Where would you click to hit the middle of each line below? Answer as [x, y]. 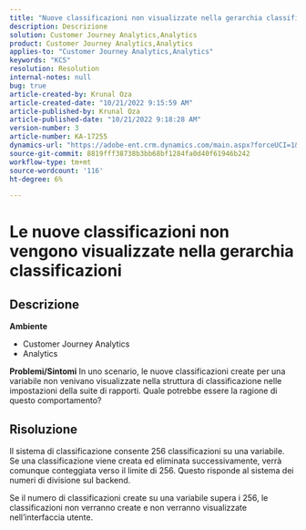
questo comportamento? [56, 400]
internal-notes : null [51, 78]
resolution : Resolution [55, 69]
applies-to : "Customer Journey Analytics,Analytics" [112, 52]
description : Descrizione [58, 26]
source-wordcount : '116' [56, 171]
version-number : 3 [44, 129]
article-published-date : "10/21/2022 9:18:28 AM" [106, 120]
